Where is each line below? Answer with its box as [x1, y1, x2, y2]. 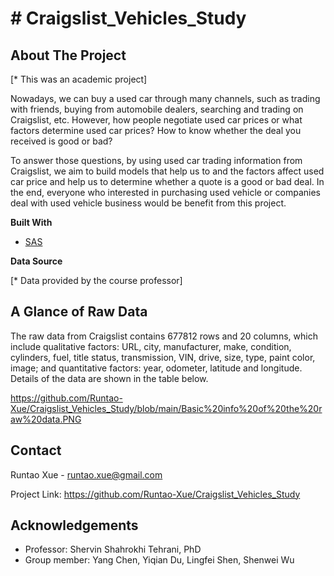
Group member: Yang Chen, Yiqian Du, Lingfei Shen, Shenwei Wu [24, 554, 295, 566]
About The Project [10, 47, 127, 64]
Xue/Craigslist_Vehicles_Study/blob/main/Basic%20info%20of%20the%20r [10, 402, 323, 414]
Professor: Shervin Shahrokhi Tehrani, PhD [24, 543, 202, 556]
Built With [10, 217, 53, 228]
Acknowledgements [10, 517, 139, 534]
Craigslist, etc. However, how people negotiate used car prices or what [10, 114, 303, 126]
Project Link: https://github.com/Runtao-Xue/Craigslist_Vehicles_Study [10, 488, 301, 500]
